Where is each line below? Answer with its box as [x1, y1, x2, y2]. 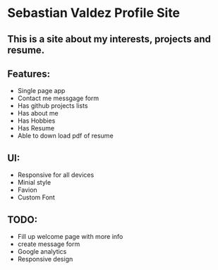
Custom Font [17, 193, 55, 202]
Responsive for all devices [17, 171, 95, 179]
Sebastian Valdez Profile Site [7, 5, 181, 21]
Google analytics [17, 247, 67, 256]
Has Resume [17, 124, 55, 133]
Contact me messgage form [17, 94, 99, 103]
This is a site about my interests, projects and [7, 33, 212, 45]
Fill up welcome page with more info [17, 233, 123, 241]
